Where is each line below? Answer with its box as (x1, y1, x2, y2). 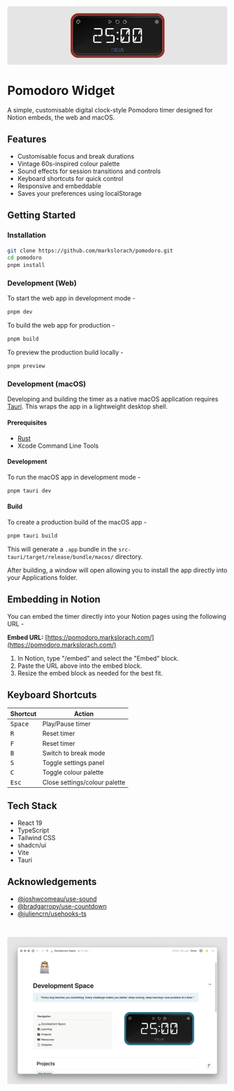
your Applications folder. (7, 573, 78, 582)
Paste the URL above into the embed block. (17, 661, 142, 670)
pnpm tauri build (7, 532, 58, 539)
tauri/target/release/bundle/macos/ (7, 553, 114, 561)
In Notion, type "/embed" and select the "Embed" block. (17, 654, 180, 662)
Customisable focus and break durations (17, 152, 135, 160)
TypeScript (17, 826, 50, 834)
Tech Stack (7, 800, 57, 812)
